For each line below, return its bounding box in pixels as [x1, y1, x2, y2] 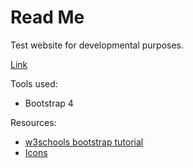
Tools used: [10, 77, 58, 90]
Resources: [10, 116, 57, 128]
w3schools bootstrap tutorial [24, 136, 144, 148]
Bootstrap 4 [24, 97, 74, 109]
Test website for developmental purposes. [10, 39, 185, 51]
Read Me [10, 6, 85, 29]
